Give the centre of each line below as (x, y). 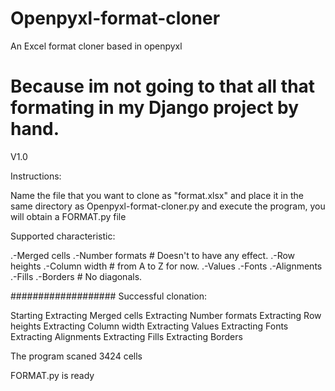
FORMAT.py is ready (52, 375)
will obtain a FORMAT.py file (68, 216)
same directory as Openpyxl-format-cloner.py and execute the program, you (168, 206)
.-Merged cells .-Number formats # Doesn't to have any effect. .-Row (153, 255)
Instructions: (36, 176)
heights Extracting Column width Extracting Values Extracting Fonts (149, 326)
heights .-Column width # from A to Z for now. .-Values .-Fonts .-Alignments (166, 266)
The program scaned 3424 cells (76, 356)
